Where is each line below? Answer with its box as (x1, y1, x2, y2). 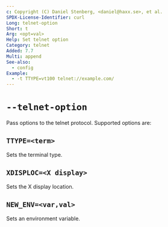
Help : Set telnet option (6, 37, 69, 43)
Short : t (6, 25, 28, 32)
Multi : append (6, 53, 42, 59)
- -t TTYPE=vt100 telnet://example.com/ (11, 76, 114, 82)
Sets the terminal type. (6, 151, 63, 158)
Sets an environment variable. (6, 214, 80, 222)
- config (11, 64, 34, 71)
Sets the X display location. (6, 183, 74, 190)
